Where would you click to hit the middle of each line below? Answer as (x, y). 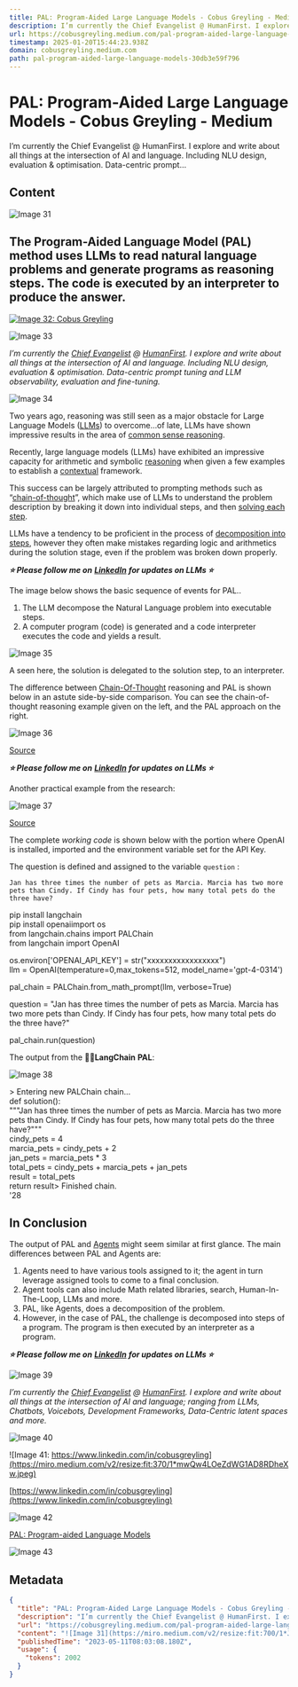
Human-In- (259, 1290)
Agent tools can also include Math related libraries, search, (129, 1290)
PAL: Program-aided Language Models (80, 1534)
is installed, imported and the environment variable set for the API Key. (138, 849)
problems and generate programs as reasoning (142, 270)
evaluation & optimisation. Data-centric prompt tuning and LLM (125, 372)
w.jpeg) (23, 1474)
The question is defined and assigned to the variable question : (124, 867)
